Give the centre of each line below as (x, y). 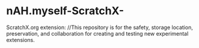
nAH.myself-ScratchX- (65, 11)
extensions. (20, 40)
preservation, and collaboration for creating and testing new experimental (97, 33)
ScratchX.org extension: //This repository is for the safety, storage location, (100, 27)
